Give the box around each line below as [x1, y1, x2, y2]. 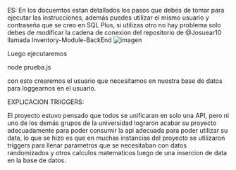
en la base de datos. [7, 156, 66, 164]
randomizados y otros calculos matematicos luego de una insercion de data [7, 149, 228, 157]
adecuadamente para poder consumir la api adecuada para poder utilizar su [7, 126, 228, 134]
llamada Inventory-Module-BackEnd [7, 36, 112, 44]
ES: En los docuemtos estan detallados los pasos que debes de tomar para [7, 6, 225, 14]
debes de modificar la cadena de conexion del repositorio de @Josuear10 [7, 28, 222, 37]
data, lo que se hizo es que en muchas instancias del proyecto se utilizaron [7, 133, 225, 142]
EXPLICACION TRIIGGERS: [7, 98, 85, 106]
